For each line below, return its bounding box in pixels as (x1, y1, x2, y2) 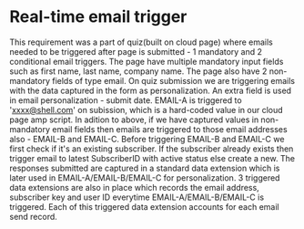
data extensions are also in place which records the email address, (9, 182, 259, 193)
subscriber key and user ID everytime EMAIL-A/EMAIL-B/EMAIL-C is (9, 192, 265, 203)
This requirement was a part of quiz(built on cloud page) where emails (9, 36, 273, 47)
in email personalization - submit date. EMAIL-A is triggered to (9, 94, 243, 106)
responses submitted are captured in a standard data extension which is (9, 162, 280, 173)
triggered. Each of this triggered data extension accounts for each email (9, 201, 279, 212)
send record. (9, 211, 57, 222)
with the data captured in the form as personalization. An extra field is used (9, 85, 292, 96)
